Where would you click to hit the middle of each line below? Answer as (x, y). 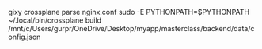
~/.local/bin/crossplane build (55, 20)
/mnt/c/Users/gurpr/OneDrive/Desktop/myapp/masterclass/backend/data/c (131, 28)
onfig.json (25, 37)
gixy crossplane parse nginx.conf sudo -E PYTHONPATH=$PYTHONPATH (129, 12)
